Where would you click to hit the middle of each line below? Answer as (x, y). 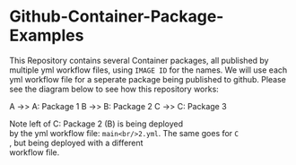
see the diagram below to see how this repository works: (114, 89)
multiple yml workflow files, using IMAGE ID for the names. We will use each (148, 70)
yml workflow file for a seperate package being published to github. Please (148, 79)
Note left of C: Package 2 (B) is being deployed (96, 124)
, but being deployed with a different (76, 143)
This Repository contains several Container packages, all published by (139, 60)
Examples (47, 35)
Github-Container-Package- (117, 17)
